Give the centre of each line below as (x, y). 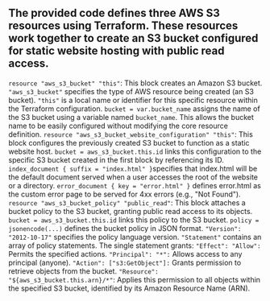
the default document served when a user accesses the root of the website (133, 177)
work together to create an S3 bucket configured (133, 38)
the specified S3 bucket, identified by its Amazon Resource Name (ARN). (129, 288)
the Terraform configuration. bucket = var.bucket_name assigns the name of (134, 109)
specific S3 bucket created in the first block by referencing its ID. (116, 159)
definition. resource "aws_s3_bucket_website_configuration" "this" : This (131, 134)
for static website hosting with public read (116, 51)
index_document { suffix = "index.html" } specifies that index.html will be (133, 168)
